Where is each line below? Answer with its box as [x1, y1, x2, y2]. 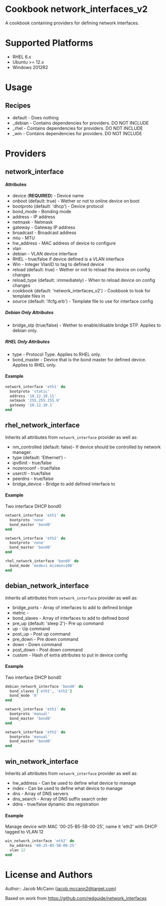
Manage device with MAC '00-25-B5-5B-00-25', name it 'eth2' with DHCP [5, 824, 158, 829]
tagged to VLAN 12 [5, 829, 44, 835]
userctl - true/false [12, 470, 51, 476]
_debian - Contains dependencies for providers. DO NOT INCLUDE [12, 120, 149, 126]
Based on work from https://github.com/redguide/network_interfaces [5, 895, 147, 901]
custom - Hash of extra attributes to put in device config [12, 652, 128, 658]
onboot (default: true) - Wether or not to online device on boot [12, 198, 140, 204]
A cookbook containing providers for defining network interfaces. [5, 20, 139, 26]
